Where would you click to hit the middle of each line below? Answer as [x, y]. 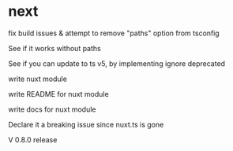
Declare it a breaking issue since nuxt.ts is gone [86, 124]
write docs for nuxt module [52, 109]
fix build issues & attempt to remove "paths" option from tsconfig [114, 33]
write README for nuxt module [58, 94]
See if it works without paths [54, 48]
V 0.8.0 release [33, 139]
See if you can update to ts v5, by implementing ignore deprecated [117, 63]
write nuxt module [38, 79]
